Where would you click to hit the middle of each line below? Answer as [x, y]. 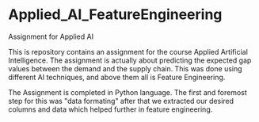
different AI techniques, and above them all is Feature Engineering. [117, 77]
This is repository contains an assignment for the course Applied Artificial [128, 51]
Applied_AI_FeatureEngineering [115, 15]
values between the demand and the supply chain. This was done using [126, 68]
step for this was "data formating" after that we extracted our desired [121, 101]
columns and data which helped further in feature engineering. [110, 109]
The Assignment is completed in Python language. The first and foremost [128, 92]
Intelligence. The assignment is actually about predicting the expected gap [130, 60]
